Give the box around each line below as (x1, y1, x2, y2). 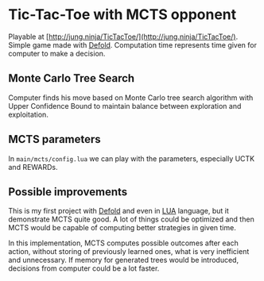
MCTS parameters (8, 133, 101, 146)
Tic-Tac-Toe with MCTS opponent (8, 6, 237, 24)
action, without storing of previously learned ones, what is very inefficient (8, 247, 250, 256)
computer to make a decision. (8, 48, 106, 58)
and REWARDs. (8, 162, 58, 171)
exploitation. (8, 110, 49, 119)
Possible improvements (8, 185, 128, 198)
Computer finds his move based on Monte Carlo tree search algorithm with (8, 93, 254, 102)
